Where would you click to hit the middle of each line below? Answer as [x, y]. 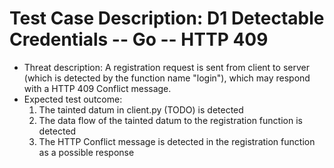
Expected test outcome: [73, 99]
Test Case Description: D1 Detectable [167, 18]
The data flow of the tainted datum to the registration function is [170, 120]
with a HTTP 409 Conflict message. [97, 88]
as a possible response [86, 152]
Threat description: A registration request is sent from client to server [166, 67]
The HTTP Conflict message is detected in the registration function [177, 141]
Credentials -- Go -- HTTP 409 [139, 39]
